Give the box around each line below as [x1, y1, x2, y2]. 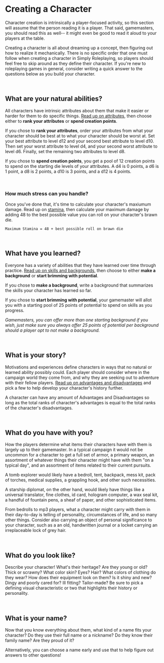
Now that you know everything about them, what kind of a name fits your [5, 627, 152, 633]
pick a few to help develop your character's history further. [5, 385, 123, 391]
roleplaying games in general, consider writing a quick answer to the [5, 65, 143, 72]
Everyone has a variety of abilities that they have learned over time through [5, 262, 156, 268]
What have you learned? [5, 249, 81, 258]
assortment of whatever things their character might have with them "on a [5, 457, 154, 463]
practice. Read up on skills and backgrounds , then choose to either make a [5, 267, 156, 273]
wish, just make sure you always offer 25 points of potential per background [5, 322, 159, 328]
